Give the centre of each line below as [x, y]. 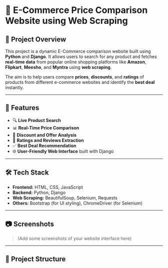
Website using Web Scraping [67, 21]
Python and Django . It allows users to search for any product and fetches [81, 56]
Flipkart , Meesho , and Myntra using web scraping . [58, 67]
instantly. [14, 87]
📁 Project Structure [35, 259]
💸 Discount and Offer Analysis [44, 135]
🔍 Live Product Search [37, 120]
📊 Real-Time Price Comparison [46, 127]
